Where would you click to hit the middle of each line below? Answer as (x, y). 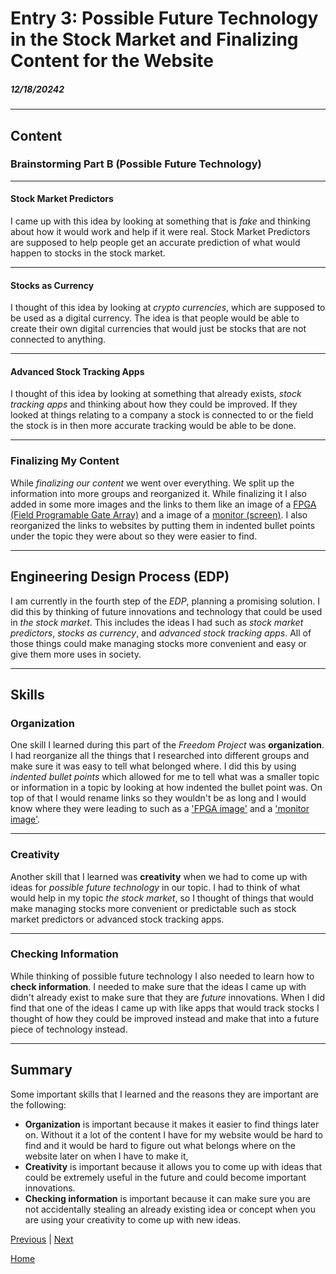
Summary (41, 1070)
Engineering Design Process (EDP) (120, 577)
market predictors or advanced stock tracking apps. (117, 919)
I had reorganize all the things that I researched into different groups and (160, 756)
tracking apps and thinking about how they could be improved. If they (154, 404)
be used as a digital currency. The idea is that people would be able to (155, 318)
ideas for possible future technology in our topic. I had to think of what (155, 887)
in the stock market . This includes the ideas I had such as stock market (157, 622)
